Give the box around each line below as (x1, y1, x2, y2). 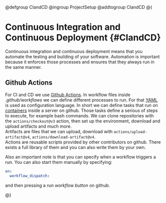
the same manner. (5, 64, 42, 70)
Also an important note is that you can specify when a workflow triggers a (5, 153, 156, 160)
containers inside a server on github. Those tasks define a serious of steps (5, 107, 158, 113)
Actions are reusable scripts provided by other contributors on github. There (5, 139, 161, 145)
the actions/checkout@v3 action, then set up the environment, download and (5, 118, 161, 124)
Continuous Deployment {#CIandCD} (5, 32, 161, 44)
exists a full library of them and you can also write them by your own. (5, 144, 146, 150)
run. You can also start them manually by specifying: (5, 159, 112, 165)
